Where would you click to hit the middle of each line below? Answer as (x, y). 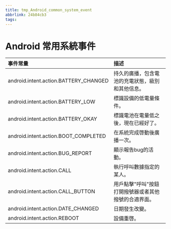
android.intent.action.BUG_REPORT (50, 153)
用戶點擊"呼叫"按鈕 (136, 184)
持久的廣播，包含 (134, 73)
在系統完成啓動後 (134, 133)
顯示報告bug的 (131, 150)
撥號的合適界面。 (134, 199)
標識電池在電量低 (134, 116)
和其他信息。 (129, 89)
